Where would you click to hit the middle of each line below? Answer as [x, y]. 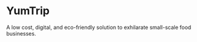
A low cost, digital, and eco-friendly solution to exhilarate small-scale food [99, 27]
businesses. [21, 33]
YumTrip [28, 11]
